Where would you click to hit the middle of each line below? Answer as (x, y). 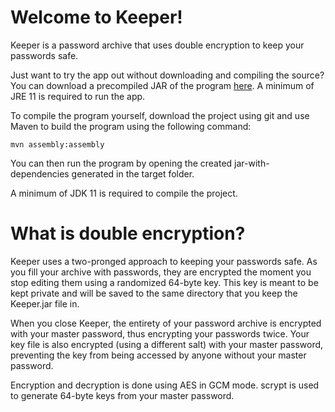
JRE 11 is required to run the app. (78, 96)
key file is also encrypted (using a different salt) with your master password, (167, 344)
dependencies (40, 173)
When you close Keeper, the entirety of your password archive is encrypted (166, 323)
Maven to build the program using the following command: (131, 126)
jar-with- (252, 163)
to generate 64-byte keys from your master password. (122, 395)
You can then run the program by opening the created (121, 163)
